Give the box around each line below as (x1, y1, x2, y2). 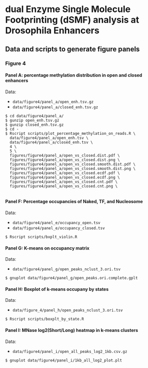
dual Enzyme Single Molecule (5, 4, 131, 15)
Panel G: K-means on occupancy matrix (5, 245, 90, 251)
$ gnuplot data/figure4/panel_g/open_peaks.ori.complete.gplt (5, 276, 138, 281)
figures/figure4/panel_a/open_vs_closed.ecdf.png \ (10, 174, 120, 180)
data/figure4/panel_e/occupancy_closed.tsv (12, 226, 105, 231)
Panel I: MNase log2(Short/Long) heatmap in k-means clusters (5, 327, 138, 333)
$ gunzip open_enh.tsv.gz (5, 118, 59, 123)
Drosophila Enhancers (5, 25, 99, 36)
